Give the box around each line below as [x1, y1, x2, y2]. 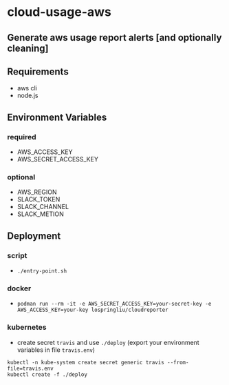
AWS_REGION [17, 188, 57, 197]
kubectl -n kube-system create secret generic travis [7, 359, 165, 366]
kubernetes [7, 322, 47, 332]
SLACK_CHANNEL [17, 203, 69, 211]
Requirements [7, 66, 69, 77]
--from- [167, 359, 189, 366]
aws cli [17, 84, 38, 92]
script [7, 250, 28, 260]
